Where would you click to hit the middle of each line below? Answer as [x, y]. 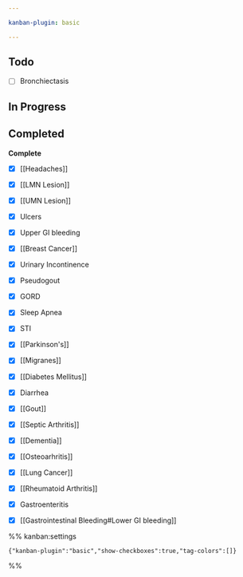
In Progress [37, 107]
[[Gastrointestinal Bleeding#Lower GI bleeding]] [98, 520]
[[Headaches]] [44, 168]
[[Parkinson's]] [44, 345]
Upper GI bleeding [50, 232]
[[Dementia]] [41, 441]
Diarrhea [34, 393]
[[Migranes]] [40, 361]
